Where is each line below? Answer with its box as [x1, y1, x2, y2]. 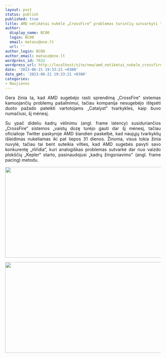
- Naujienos [5, 81, 30, 86]
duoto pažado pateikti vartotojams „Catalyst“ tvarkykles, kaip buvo [5, 105, 161, 111]
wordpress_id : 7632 [5, 58, 45, 63]
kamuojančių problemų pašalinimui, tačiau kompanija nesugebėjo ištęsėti [5, 100, 161, 106]
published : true [5, 16, 39, 21]
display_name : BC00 [9, 30, 50, 35]
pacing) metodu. [5, 157, 39, 163]
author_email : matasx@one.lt [5, 53, 65, 59]
